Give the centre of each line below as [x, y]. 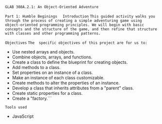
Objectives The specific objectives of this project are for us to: [76, 43]
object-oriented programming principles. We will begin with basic [75, 25]
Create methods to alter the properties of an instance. [66, 83]
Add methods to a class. [36, 67]
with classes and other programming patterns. [53, 34]
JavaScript [23, 116]
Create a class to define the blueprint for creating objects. [70, 62]
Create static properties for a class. [47, 93]
